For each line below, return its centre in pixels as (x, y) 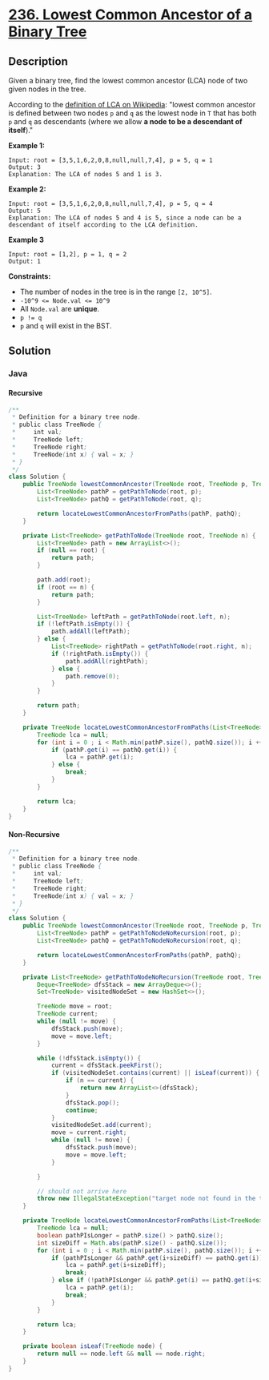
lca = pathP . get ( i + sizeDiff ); (116, 1265)
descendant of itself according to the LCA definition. (103, 225)
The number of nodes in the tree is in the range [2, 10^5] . (116, 292)
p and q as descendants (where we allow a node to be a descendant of (125, 121)
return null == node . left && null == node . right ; (121, 1354)
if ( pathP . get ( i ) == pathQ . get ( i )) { (114, 750)
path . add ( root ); (64, 580)
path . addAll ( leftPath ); (90, 632)
